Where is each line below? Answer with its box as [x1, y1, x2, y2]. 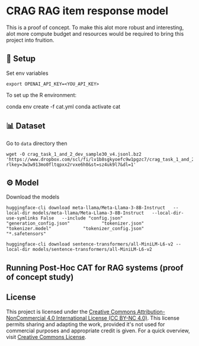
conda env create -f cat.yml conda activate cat [6, 103, 121, 110]
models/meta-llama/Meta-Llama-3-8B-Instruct [32, 210, 145, 216]
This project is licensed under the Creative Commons [6, 308, 136, 315]
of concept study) [6, 272, 74, 282]
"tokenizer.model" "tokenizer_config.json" [6, 226, 145, 232]
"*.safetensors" [6, 231, 46, 237]
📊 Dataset [6, 121, 46, 131]
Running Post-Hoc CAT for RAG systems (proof [6, 263, 184, 273]
